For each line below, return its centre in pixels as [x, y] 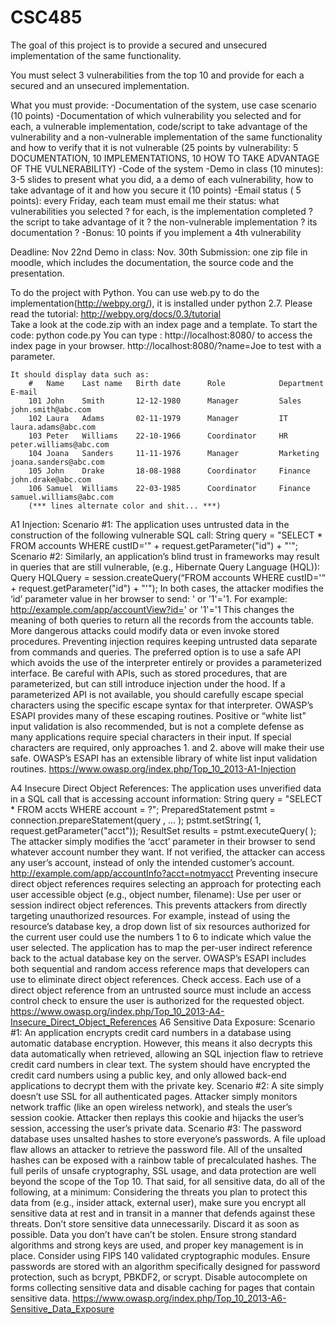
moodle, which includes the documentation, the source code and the [152, 262]
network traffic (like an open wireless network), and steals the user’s [151, 1107]
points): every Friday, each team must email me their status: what [145, 200]
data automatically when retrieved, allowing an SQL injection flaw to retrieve [167, 1053]
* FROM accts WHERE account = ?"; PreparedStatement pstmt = [143, 809]
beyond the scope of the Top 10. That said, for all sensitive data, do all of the [168, 1181]
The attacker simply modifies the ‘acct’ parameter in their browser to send [163, 841]
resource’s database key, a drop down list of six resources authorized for [160, 926]
